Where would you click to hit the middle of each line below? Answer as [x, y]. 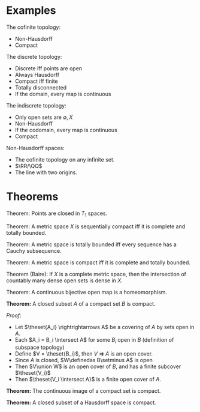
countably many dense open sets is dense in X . [64, 280]
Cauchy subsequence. [34, 250]
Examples [31, 11]
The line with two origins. [46, 172]
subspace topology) [40, 347]
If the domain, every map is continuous [63, 94]
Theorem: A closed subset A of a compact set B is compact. [81, 303]
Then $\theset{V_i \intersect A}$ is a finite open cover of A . [88, 380]
